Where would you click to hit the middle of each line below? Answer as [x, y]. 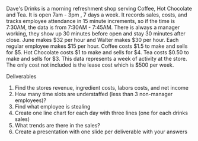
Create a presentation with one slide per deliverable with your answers [101, 132]
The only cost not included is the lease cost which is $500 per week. [90, 65]
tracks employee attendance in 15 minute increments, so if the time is [91, 21]
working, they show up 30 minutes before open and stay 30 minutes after [96, 34]
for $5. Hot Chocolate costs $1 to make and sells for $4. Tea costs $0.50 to [98, 52]
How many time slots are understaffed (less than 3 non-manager [94, 94]
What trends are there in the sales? [58, 125]
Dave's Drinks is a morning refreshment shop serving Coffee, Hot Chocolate [99, 9]
